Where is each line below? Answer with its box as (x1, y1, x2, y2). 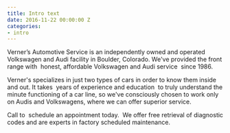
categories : (7, 23, 41, 29)
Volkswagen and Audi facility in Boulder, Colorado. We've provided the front (7, 56, 222, 64)
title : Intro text (7, 10, 60, 17)
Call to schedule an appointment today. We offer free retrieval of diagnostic (7, 111, 224, 119)
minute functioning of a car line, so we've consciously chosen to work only (7, 90, 219, 99)
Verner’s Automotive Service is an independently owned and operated (7, 48, 206, 56)
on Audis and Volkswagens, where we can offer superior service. (7, 97, 192, 106)
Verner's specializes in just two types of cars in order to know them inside (7, 76, 217, 84)
